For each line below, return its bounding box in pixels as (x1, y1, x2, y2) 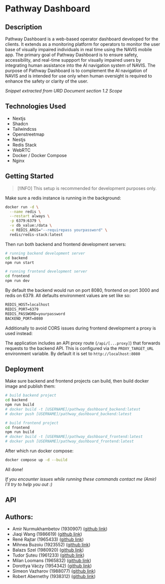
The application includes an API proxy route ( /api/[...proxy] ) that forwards (5, 340, 161, 346)
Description (5, 23, 42, 31)
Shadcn (12, 120, 28, 127)
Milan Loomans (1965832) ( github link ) (12, 558, 92, 564)
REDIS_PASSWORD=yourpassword (5, 311, 65, 316)
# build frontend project (5, 420, 58, 425)
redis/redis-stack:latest (9, 232, 63, 237)
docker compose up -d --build (5, 458, 68, 463)
